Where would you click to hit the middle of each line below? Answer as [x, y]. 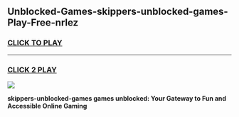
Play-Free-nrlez [43, 23]
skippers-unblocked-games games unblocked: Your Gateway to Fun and [117, 98]
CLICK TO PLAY [35, 43]
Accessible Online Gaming [47, 106]
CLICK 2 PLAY [32, 69]
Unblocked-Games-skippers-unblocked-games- [118, 12]
